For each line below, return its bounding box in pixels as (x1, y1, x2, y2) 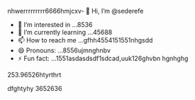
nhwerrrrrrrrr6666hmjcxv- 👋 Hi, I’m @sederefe (7, 7, 144, 15)
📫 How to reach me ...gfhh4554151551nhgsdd (17, 36, 153, 44)
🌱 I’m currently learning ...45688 (17, 28, 113, 36)
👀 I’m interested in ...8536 (17, 21, 93, 28)
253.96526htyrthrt (7, 71, 62, 79)
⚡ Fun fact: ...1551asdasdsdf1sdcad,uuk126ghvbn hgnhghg (17, 54, 189, 62)
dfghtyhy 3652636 (7, 84, 62, 92)
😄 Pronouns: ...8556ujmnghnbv (17, 46, 111, 55)
